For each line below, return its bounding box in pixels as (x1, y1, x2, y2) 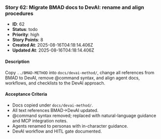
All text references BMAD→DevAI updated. (12, 107, 99, 113)
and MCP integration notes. (12, 117, 68, 124)
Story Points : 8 (12, 37, 43, 43)
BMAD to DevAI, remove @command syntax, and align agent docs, (5, 75, 140, 81)
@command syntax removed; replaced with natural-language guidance (12, 112, 156, 118)
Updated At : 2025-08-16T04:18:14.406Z (12, 47, 94, 53)
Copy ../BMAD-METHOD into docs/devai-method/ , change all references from (5, 69, 155, 75)
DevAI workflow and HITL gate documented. (12, 128, 102, 134)
